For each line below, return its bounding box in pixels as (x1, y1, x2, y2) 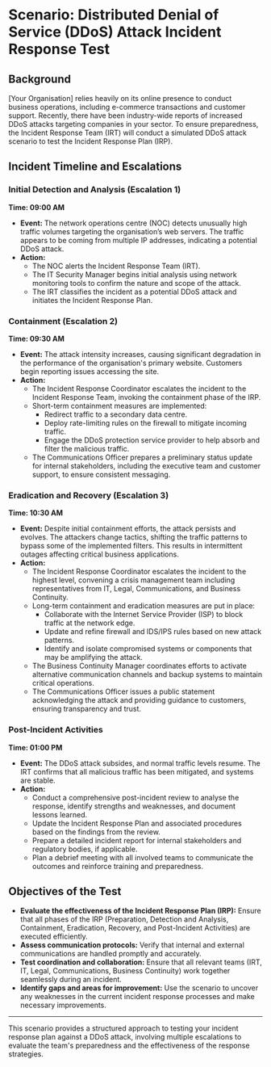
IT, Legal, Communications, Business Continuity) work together (19, 966, 231, 976)
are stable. (19, 775, 56, 785)
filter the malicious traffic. (44, 443, 130, 453)
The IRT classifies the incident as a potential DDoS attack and (31, 287, 237, 296)
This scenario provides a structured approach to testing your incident (8, 1023, 240, 1033)
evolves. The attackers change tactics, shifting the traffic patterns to (19, 532, 248, 542)
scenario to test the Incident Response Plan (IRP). (8, 137, 173, 146)
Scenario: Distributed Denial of (8, 6, 219, 24)
